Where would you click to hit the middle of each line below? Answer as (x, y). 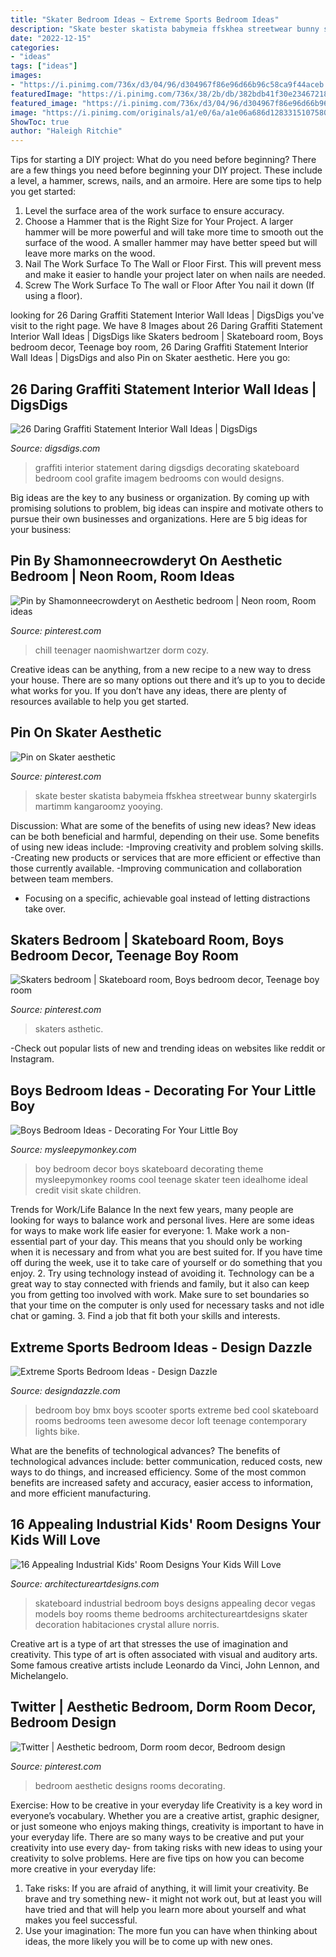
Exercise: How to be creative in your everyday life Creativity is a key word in (166, 1805)
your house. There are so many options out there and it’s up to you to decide (168, 680)
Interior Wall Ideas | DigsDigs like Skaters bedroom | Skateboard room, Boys (167, 337)
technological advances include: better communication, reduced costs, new (166, 1461)
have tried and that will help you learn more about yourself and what (165, 1909)
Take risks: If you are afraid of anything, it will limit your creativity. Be (166, 1888)
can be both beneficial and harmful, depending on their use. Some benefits (165, 836)
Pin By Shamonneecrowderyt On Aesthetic (146, 561)
